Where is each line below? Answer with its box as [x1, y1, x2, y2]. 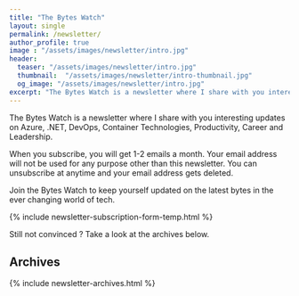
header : [9, 54, 38, 63]
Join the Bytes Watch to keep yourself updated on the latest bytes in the [9, 185, 274, 195]
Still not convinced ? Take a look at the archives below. [9, 228, 210, 239]
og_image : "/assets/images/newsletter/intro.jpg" [17, 79, 205, 88]
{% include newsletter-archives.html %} [9, 278, 156, 289]
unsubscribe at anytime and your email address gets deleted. [9, 167, 234, 178]
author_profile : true [9, 37, 90, 47]
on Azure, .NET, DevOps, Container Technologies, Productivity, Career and [9, 121, 284, 132]
